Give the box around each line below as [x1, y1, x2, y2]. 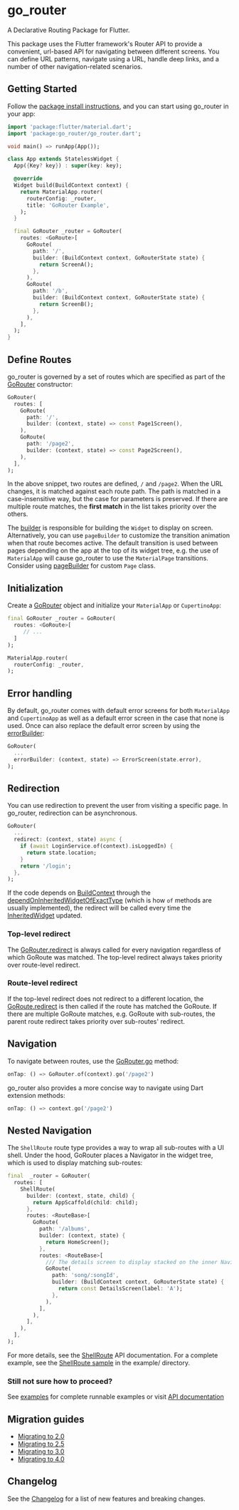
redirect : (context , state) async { [14, 836, 122, 843]
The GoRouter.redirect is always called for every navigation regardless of [7, 945, 222, 954]
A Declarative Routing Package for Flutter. [7, 26, 130, 34]
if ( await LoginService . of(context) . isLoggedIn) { [20, 843, 174, 850]
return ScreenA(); [38, 261, 94, 268]
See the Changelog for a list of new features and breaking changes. [7, 1494, 206, 1503]
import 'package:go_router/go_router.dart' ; [7, 130, 142, 137]
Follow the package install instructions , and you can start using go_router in [7, 102, 229, 111]
